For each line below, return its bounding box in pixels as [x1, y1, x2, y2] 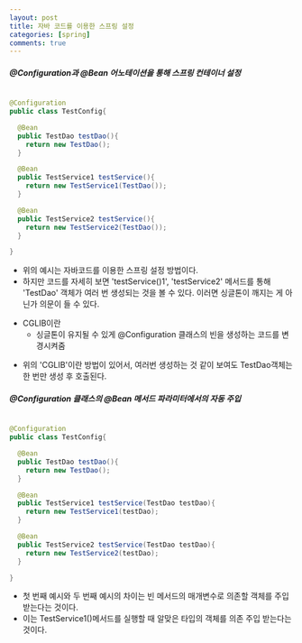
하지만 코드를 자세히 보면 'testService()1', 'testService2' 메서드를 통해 [22, 276, 271, 287]
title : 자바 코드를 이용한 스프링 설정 [9, 22, 134, 31]
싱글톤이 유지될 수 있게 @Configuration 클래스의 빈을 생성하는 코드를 [35, 329, 279, 340]
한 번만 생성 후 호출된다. [22, 371, 107, 381]
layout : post [9, 13, 59, 23]
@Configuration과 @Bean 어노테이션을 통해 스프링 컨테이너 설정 [9, 67, 242, 78]
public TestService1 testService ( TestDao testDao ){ [17, 499, 216, 508]
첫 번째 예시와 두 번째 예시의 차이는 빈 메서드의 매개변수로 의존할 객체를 [22, 591, 273, 602]
